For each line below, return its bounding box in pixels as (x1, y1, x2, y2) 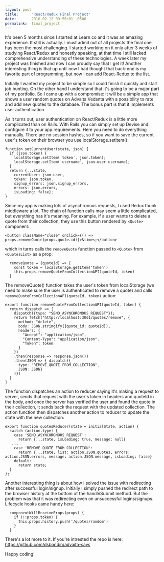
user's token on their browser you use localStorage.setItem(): (5, 137, 129, 143)
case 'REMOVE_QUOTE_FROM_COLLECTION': (14, 446, 93, 451)
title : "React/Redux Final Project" (5, 12, 91, 17)
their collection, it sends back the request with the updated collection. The (5, 404, 155, 410)
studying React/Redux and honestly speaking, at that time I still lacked (5, 50, 147, 56)
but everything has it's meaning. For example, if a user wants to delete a (5, 213, 151, 219)
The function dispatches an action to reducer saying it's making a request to (5, 388, 159, 394)
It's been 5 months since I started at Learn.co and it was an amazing (5, 34, 143, 40)
